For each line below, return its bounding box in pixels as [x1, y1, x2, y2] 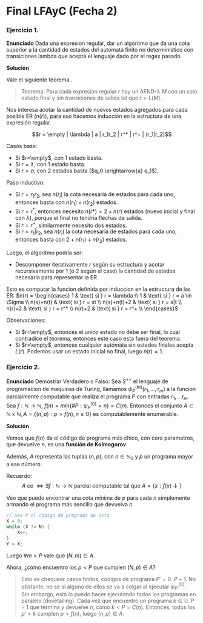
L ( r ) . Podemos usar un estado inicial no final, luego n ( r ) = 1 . [15, 347, 164, 355]
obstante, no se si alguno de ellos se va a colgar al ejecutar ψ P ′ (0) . [21, 582, 187, 591]
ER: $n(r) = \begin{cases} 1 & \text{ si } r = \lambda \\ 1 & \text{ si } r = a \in [6, 291, 192, 299]
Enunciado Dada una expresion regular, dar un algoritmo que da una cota [6, 39, 190, 47]
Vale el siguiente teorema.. [6, 76, 73, 83]
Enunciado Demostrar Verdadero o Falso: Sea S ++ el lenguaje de [6, 376, 168, 385]
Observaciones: [6, 316, 46, 324]
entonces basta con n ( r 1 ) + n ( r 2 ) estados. [15, 199, 118, 208]
